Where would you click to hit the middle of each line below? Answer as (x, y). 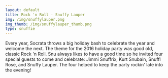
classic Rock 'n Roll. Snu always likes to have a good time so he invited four (84, 54)
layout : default (22, 10)
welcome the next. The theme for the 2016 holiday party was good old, (79, 49)
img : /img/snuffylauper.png (35, 19)
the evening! (18, 70)
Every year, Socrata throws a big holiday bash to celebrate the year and (80, 43)
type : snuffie (20, 29)
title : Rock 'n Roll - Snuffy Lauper (45, 15)
